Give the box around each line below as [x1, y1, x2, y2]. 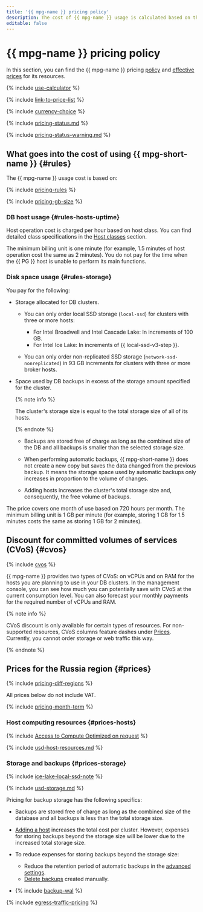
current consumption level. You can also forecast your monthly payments [6, 592, 188, 599]
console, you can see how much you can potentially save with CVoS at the [6, 585, 192, 592]
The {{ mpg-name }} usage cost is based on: [6, 174, 118, 182]
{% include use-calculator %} [6, 84, 80, 91]
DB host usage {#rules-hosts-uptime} [6, 213, 120, 222]
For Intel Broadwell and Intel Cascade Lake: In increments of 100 [33, 328, 193, 335]
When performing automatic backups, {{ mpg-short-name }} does [24, 455, 188, 463]
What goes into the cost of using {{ [6, 149, 141, 159]
